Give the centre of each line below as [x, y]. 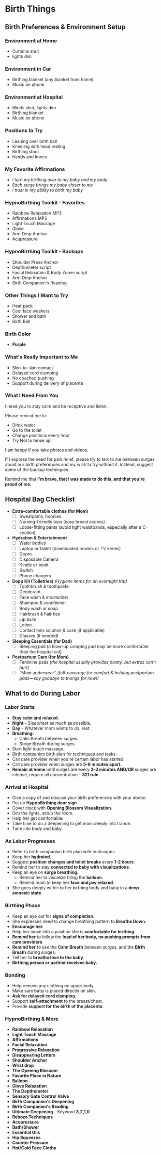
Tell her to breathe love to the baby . [48, 957]
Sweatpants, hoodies [40, 516]
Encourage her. [28, 926]
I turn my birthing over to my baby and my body [60, 180]
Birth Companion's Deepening [43, 1102]
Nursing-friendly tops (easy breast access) [62, 521]
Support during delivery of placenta [47, 383]
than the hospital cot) [40, 651]
